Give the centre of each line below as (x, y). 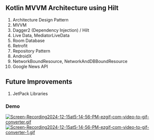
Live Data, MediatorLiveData (41, 35)
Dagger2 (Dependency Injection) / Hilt (51, 30)
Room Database (29, 40)
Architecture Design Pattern (40, 20)
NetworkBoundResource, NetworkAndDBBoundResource (70, 61)
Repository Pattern (31, 51)
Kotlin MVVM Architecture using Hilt (62, 8)
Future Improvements (39, 82)
